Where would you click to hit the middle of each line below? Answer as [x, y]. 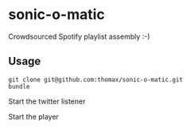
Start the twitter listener [47, 101]
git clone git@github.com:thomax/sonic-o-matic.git [95, 80]
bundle [19, 86]
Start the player [34, 116]
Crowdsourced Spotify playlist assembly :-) [79, 36]
